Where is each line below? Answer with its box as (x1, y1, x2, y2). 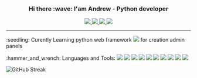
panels (6, 43, 22, 50)
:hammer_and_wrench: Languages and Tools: (6, 55, 116, 62)
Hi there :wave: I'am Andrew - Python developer (28, 5, 169, 13)
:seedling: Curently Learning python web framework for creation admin (6, 36, 185, 43)
